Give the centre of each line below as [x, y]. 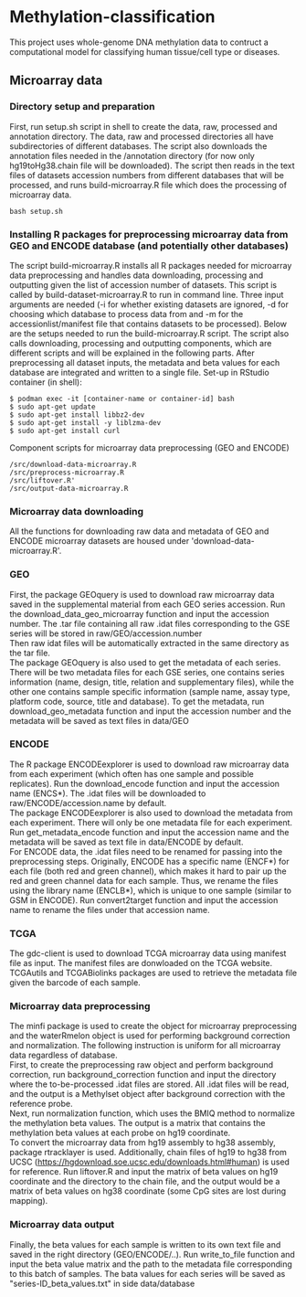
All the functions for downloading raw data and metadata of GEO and [139, 531]
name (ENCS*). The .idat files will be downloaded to [108, 793]
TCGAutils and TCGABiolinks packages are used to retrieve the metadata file [153, 973]
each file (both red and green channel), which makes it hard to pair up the [148, 871]
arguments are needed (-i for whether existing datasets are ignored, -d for [149, 304]
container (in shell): [46, 382]
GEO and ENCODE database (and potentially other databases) [149, 246]
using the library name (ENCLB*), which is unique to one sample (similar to [151, 890]
